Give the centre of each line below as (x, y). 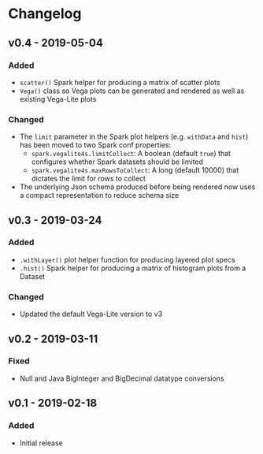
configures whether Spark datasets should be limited (117, 162)
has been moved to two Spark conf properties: (95, 145)
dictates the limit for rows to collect (88, 179)
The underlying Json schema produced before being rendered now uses (137, 187)
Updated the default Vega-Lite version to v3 (91, 314)
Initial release (41, 443)
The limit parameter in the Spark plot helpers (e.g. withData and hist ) (134, 137)
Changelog (45, 14)
